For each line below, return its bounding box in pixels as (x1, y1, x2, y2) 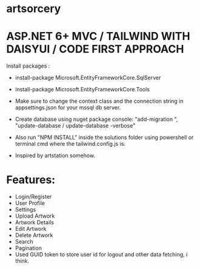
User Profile (15, 199, 45, 207)
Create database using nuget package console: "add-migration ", (15, 115, 178, 123)
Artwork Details (15, 219, 55, 226)
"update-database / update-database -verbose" (15, 122, 136, 129)
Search (15, 238, 33, 245)
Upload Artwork (15, 212, 55, 219)
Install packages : (6, 62, 50, 70)
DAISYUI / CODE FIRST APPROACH (6, 42, 184, 56)
